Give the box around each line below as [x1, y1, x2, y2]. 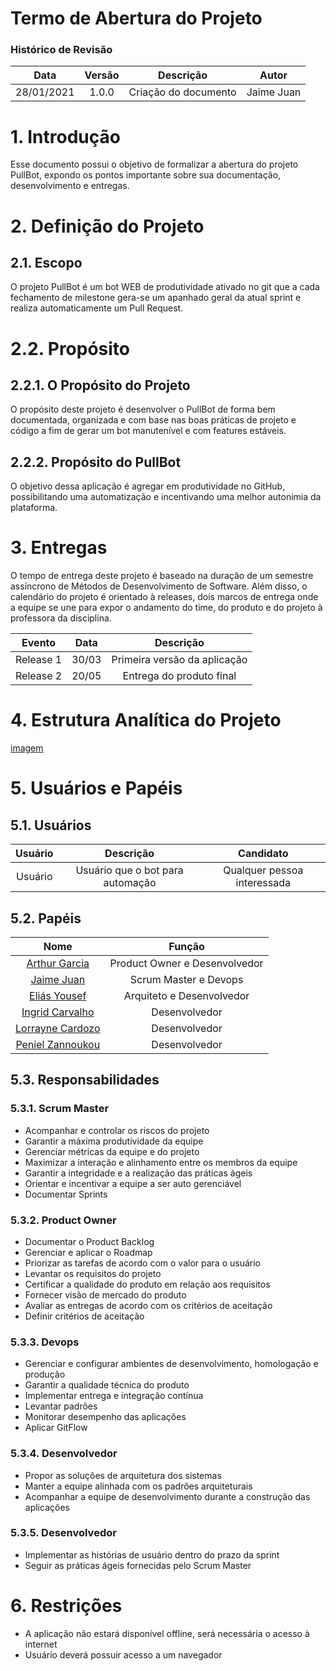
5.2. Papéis [10, 910, 82, 927]
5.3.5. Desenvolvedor [10, 1526, 117, 1540]
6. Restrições [10, 1594, 123, 1617]
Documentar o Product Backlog [24, 1235, 155, 1247]
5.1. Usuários [10, 817, 92, 834]
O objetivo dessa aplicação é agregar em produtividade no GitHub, [10, 480, 286, 492]
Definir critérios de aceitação [24, 1310, 145, 1322]
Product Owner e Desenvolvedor [109, 956, 264, 970]
